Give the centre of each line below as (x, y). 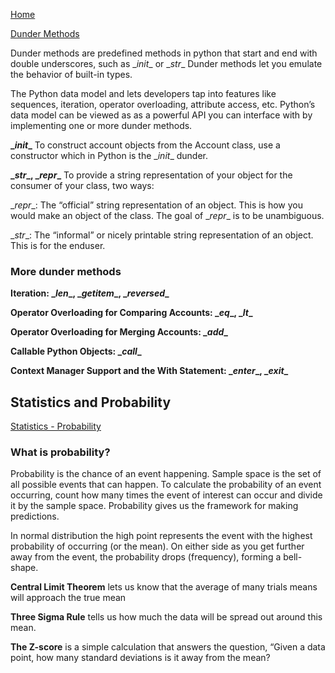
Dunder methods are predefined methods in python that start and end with (164, 53)
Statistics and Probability (91, 402)
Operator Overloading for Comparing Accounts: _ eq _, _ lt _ (131, 313)
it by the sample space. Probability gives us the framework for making (154, 506)
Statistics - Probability (56, 426)
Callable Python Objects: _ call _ (76, 351)
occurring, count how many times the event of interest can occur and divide (166, 495)
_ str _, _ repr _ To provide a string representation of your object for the (151, 175)
